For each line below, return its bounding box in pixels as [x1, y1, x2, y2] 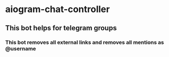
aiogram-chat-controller [5, 4, 110, 15]
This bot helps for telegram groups [5, 24, 117, 32]
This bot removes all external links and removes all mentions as [5, 39, 164, 46]
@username [5, 45, 36, 52]
